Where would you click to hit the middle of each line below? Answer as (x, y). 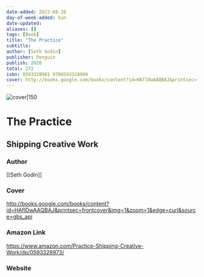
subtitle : (19, 46)
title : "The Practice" (35, 40)
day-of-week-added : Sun (36, 18)
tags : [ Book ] (23, 35)
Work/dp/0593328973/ (35, 252)
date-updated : (24, 23)
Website (19, 268)
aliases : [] (21, 29)
